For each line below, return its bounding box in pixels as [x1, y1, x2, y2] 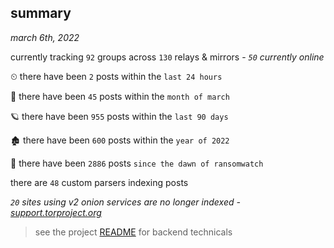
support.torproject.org [10, 206, 102, 218]
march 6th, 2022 [10, 31, 80, 43]
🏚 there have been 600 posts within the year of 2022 [10, 134, 230, 146]
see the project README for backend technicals [34, 226, 233, 238]
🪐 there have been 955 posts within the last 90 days [10, 110, 229, 122]
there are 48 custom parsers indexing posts [10, 176, 189, 188]
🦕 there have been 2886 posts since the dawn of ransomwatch [10, 157, 264, 169]
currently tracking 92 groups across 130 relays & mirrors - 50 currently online [10, 51, 325, 63]
